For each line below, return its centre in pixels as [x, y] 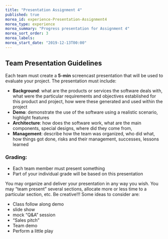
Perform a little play [33, 231]
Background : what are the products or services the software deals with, [88, 90]
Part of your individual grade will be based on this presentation [78, 174]
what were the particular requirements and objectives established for [84, 96]
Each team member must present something [59, 168]
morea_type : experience [30, 24]
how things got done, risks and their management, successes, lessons [86, 139]
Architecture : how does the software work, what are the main [77, 123]
